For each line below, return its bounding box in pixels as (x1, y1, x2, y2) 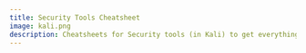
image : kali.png (9, 22, 71, 31)
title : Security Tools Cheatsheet (9, 13, 141, 22)
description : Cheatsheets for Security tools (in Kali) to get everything (9, 30, 300, 39)
